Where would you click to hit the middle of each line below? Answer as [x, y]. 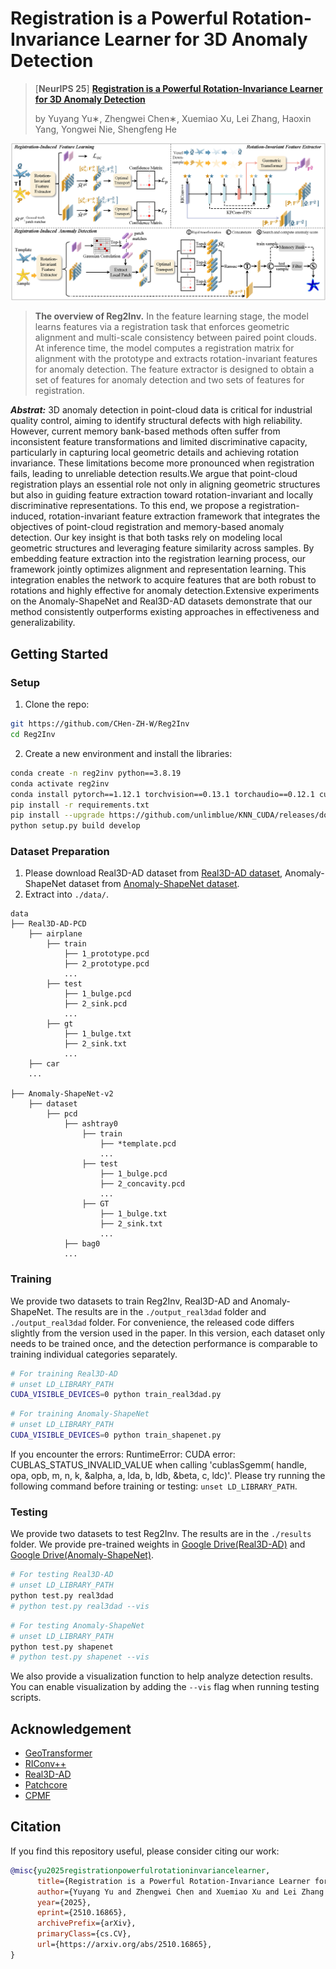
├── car [44, 1064]
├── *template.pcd [138, 1144]
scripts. [26, 1698]
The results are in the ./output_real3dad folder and [161, 1311]
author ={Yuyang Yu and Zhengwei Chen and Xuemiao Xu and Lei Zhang [180, 1892]
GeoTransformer [58, 1753]
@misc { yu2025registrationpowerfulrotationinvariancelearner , [140, 1870]
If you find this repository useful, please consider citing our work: [145, 1851]
